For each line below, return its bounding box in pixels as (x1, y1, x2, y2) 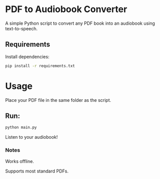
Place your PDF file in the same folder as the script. (5, 97, 111, 103)
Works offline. (5, 158, 34, 164)
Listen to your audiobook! (5, 134, 58, 140)
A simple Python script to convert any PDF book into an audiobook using (5, 20, 155, 26)
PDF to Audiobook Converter (5, 4, 127, 15)
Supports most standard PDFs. (5, 168, 69, 174)
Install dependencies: (5, 53, 50, 59)
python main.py (5, 125, 37, 130)
